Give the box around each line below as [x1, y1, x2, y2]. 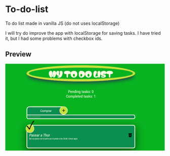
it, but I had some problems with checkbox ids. [5, 35, 103, 41]
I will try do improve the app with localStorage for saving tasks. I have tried [5, 30, 161, 36]
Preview [5, 50, 32, 59]
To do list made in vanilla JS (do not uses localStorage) [5, 20, 120, 26]
